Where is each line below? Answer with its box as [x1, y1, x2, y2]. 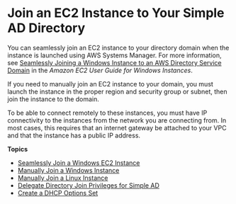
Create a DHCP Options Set [17, 188, 99, 197]
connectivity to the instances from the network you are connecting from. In [7, 115, 227, 125]
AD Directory [7, 20, 86, 36]
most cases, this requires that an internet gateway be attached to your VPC [7, 123, 227, 132]
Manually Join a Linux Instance [17, 174, 108, 182]
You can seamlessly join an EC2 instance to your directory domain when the [7, 43, 230, 52]
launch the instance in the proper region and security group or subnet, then [7, 87, 228, 96]
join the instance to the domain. [7, 94, 99, 103]
